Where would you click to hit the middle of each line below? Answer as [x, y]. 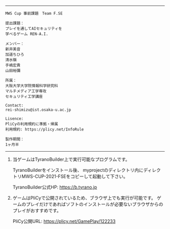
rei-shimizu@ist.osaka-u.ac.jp [38, 110]
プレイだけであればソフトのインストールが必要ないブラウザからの [95, 204]
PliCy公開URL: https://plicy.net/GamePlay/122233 [64, 221]
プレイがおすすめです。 [37, 211]
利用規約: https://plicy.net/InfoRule [45, 129]
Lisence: [14, 119]
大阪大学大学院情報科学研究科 [32, 86]
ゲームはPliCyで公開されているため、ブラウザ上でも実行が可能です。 [84, 198]
